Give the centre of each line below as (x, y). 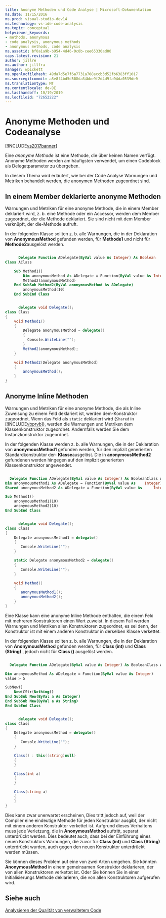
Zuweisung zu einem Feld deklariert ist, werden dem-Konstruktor (71, 413)
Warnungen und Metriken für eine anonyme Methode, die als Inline (73, 408)
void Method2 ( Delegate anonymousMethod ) (56, 362)
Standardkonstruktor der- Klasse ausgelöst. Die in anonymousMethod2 (78, 455)
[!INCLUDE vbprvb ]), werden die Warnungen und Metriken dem (69, 424)
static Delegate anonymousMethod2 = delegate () (64, 561)
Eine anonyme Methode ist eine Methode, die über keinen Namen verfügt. (81, 155)
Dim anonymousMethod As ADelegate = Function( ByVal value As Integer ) (79, 674)
